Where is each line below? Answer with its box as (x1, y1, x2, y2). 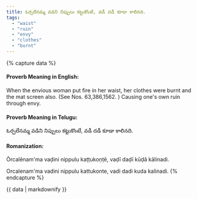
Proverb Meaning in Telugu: (6, 113, 78, 121)
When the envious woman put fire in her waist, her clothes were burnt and (6, 87, 192, 94)
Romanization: (6, 142, 44, 149)
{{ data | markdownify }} (6, 186, 67, 193)
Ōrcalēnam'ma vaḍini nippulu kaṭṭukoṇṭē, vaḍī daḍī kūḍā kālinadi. (6, 156, 170, 163)
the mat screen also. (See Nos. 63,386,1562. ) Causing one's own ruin (6, 93, 181, 101)
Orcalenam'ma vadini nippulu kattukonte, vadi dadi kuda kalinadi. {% (6, 167, 178, 175)
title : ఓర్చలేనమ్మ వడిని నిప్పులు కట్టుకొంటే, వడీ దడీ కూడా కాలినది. (6, 8, 147, 15)
